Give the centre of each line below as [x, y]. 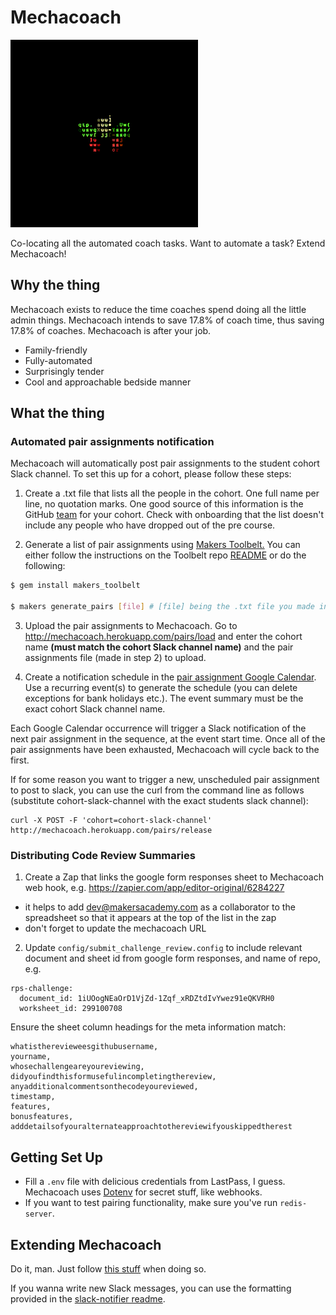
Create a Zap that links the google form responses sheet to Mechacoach [174, 877]
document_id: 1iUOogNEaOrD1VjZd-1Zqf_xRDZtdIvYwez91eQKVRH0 [147, 999]
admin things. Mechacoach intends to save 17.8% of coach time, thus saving [167, 320]
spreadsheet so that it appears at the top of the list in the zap [150, 918]
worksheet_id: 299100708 [71, 1009]
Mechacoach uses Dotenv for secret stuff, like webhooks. [143, 1192]
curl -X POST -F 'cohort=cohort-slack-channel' [111, 821]
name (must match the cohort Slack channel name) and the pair [159, 647]
